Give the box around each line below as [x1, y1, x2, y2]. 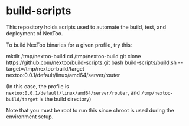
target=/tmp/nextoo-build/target [6, 65, 84, 72]
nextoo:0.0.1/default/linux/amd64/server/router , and [6, 89, 140, 96]
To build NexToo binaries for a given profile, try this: [6, 41, 132, 48]
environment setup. [6, 113, 54, 120]
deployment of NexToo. [6, 29, 63, 37]
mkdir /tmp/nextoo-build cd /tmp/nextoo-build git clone [6, 52, 141, 59]
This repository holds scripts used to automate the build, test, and [6, 24, 167, 31]
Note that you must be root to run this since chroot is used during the [6, 107, 174, 114]
